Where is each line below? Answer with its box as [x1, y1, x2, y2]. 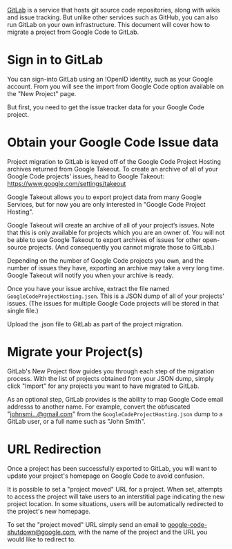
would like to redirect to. [7, 535, 76, 543]
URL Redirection [7, 442, 101, 457]
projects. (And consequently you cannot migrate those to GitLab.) [28, 243, 215, 251]
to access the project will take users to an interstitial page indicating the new [7, 492, 225, 501]
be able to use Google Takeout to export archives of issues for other [7, 235, 202, 244]
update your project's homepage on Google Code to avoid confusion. [7, 472, 205, 480]
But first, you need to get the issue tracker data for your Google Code [7, 103, 205, 111]
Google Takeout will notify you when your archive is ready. [7, 271, 174, 279]
